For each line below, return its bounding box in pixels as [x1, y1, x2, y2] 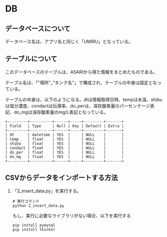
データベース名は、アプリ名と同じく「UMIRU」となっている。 [5, 39, 133, 44]
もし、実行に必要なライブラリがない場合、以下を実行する [12, 212, 131, 218]
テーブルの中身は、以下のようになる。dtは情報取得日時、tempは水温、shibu [5, 96, 162, 102]
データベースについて [5, 24, 71, 33]
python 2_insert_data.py [12, 203, 64, 208]
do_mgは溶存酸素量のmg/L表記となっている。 [13, 109, 108, 115]
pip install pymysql [12, 222, 55, 227]
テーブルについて [5, 55, 57, 63]
